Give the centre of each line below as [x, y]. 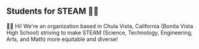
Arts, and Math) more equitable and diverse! [62, 39]
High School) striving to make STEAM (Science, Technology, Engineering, [99, 32]
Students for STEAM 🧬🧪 [53, 11]
